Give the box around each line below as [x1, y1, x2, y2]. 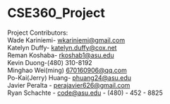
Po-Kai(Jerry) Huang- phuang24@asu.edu [7, 73, 132, 82]
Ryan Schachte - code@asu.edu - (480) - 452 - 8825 [7, 88, 164, 97]
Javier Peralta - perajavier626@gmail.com [7, 81, 130, 89]
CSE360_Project [7, 5, 106, 21]
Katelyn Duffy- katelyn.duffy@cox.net [7, 43, 117, 52]
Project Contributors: [7, 28, 68, 37]
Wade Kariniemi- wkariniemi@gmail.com [7, 35, 126, 44]
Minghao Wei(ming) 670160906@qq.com [7, 66, 127, 74]
